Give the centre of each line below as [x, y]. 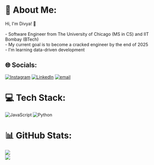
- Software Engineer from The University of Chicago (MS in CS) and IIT [77, 34]
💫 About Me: [31, 10]
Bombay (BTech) [22, 39]
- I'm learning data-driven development [45, 50]
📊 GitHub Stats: [39, 135]
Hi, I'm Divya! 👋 [21, 24]
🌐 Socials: [21, 65]
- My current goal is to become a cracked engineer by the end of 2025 [77, 44]
